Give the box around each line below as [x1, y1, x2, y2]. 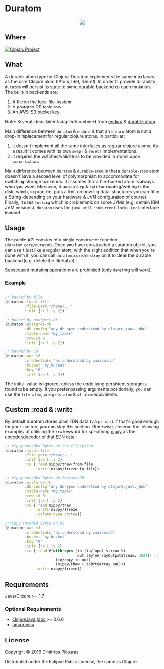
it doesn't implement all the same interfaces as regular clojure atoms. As [12, 143, 158, 149]
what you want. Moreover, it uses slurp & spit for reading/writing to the [5, 184, 150, 189]
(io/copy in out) [55, 558, 91, 562]
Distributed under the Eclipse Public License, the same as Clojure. [5, 659, 138, 665]
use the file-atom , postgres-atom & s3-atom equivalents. [5, 391, 118, 397]
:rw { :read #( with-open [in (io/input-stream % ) [24, 548, 126, 553]
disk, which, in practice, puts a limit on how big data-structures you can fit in [5, 188, 160, 194]
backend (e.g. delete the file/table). [5, 258, 76, 264]
